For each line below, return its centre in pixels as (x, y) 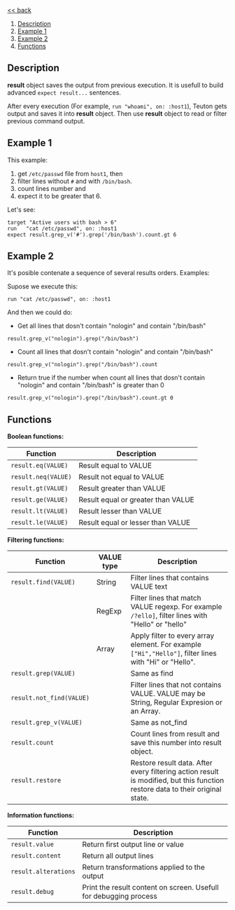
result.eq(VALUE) (40, 466)
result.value (33, 844)
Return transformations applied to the (143, 867)
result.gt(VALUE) (40, 488)
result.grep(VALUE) (43, 674)
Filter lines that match (166, 598)
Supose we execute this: (43, 286)
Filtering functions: (36, 540)
